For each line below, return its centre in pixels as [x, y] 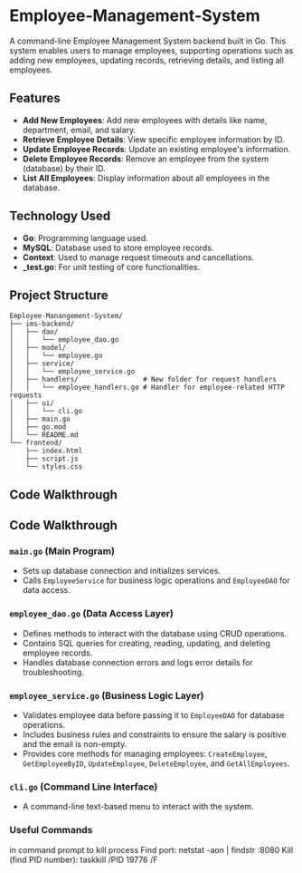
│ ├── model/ [38, 348]
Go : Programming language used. [85, 238]
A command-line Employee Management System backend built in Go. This [148, 41]
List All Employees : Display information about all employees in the [146, 178]
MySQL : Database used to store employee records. [118, 247]
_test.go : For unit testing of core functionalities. [111, 267]
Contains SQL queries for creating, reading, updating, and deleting [146, 643]
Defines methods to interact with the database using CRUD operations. [155, 633]
